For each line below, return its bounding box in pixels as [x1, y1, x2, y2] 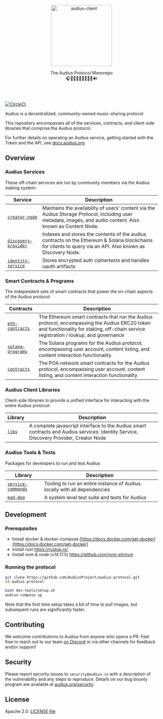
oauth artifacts [42, 263, 76, 270]
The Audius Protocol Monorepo [50, 70, 113, 75]
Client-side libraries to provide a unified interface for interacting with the [5, 397, 149, 403]
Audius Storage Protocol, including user [42, 211, 133, 217]
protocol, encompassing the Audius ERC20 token [38, 319, 151, 326]
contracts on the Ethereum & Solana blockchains [42, 236, 153, 243]
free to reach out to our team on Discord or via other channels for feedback [5, 639, 156, 645]
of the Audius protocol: [5, 293, 51, 299]
